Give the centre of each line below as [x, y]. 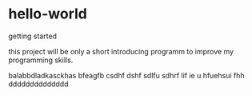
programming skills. [41, 60]
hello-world [48, 14]
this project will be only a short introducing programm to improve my [121, 51]
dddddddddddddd [39, 84]
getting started [33, 36]
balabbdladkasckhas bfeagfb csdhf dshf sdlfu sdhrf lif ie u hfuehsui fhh [127, 75]
